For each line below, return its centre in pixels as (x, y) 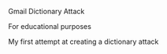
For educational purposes (50, 26)
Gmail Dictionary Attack (46, 11)
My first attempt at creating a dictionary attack (83, 41)
